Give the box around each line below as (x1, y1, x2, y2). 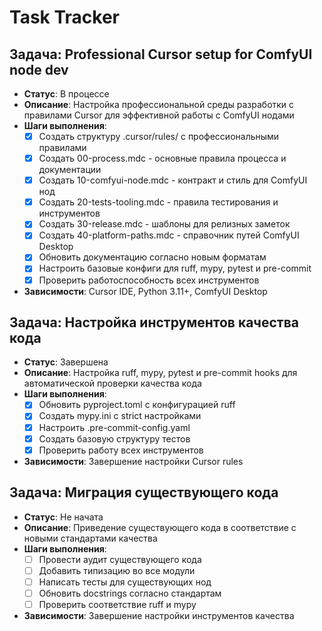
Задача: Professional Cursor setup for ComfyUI (9, 46, 313, 63)
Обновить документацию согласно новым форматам (38, 251, 267, 263)
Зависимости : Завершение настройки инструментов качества (23, 609, 295, 621)
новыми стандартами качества (23, 532, 158, 544)
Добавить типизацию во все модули (38, 564, 196, 576)
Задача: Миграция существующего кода (9, 484, 279, 501)
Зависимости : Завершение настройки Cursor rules (23, 455, 244, 467)
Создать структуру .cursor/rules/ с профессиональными (38, 131, 280, 142)
